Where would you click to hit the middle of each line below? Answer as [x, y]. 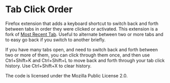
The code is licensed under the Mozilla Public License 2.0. [66, 75]
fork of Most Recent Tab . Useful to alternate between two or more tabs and [84, 34]
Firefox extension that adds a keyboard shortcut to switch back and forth [82, 23]
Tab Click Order [39, 9]
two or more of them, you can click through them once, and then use [78, 55]
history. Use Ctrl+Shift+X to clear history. [48, 66]
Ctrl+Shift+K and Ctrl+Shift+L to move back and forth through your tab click [85, 60]
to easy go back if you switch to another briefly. [55, 40]
